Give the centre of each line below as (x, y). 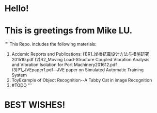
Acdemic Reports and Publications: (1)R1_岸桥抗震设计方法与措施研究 (80, 54)
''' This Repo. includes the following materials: (50, 44)
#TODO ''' (22, 85)
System (19, 75)
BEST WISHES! (35, 105)
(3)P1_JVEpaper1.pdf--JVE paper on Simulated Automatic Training (78, 70)
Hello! (17, 8)
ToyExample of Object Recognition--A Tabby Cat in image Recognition (82, 80)
